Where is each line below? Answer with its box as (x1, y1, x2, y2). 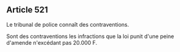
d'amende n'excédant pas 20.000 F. (6, 39, 98, 46)
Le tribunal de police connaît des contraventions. (6, 21, 129, 28)
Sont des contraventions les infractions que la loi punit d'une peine (6, 33, 175, 40)
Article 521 (6, 5, 48, 15)
